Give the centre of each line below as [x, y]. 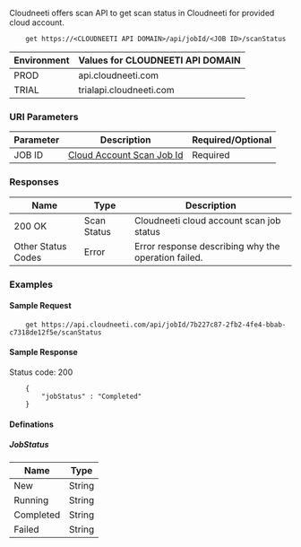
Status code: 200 [41, 372]
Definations [31, 424]
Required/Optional [232, 140]
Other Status [40, 246]
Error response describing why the [207, 246]
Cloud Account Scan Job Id [125, 155]
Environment [42, 60]
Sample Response [43, 352]
